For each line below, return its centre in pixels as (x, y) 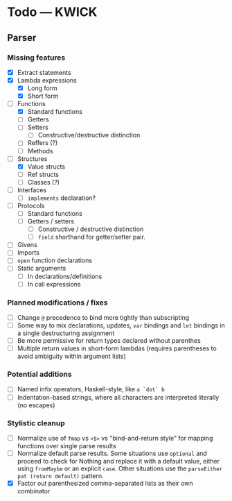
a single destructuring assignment (66, 333)
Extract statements (44, 72)
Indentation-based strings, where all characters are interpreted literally (118, 397)
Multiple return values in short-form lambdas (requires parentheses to (117, 348)
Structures (32, 159)
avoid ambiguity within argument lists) (71, 356)
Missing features (36, 58)
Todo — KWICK (52, 12)
